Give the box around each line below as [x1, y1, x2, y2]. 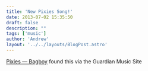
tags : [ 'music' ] [6, 31, 46, 37]
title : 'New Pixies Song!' [6, 8, 73, 15]
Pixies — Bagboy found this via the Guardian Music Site [6, 57, 142, 65]
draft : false [6, 20, 39, 25]
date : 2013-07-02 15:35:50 [6, 14, 73, 20]
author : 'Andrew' [6, 36, 49, 42]
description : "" [6, 25, 46, 31]
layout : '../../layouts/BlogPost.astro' [6, 42, 108, 48]
